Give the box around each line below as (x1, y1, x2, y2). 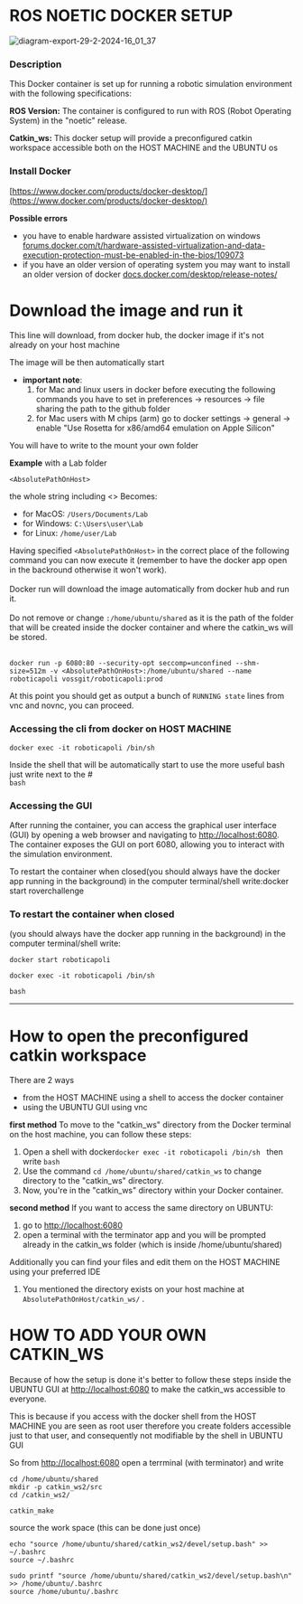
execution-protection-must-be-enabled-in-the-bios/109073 (22, 250, 244, 260)
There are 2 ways (9, 1075, 75, 1086)
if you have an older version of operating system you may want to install (22, 259, 290, 269)
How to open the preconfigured (9, 1025, 249, 1046)
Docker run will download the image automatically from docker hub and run (9, 584, 290, 595)
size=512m (9, 666, 47, 676)
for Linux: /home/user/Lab (22, 528, 117, 539)
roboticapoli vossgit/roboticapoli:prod (9, 675, 164, 684)
